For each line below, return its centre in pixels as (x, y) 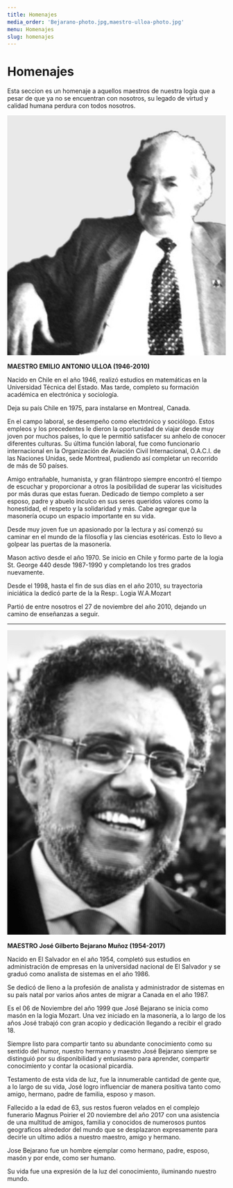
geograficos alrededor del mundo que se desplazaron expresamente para (113, 1130)
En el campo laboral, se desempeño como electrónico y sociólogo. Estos (111, 422)
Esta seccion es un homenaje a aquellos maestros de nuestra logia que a (111, 91)
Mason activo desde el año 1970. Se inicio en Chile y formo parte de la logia (115, 558)
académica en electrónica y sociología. (63, 395)
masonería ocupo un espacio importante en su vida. (81, 516)
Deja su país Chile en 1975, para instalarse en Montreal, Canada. (99, 408)
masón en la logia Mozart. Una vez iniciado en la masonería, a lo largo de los (116, 1016)
